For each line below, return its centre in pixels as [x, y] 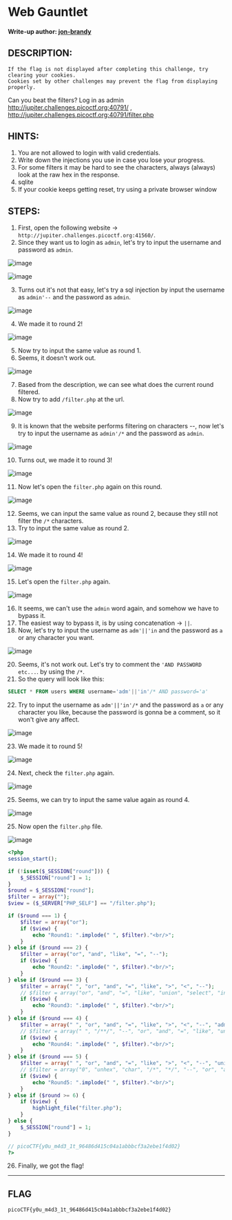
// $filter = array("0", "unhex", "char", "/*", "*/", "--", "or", [119, 1070]
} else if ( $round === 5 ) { [48, 1057]
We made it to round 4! [50, 555]
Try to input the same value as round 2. [73, 528]
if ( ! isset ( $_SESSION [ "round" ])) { [59, 871]
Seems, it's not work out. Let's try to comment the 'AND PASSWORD [110, 664]
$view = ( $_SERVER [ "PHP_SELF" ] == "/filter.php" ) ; [82, 903]
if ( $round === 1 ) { [38, 916]
